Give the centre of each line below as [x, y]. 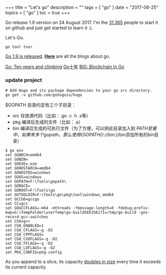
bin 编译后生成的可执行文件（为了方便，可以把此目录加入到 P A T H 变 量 [85, 128]
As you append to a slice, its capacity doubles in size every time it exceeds [83, 262]
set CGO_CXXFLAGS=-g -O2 [31, 239]
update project [24, 80]
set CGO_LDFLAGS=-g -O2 [30, 248]
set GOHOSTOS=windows [28, 173]
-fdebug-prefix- [133, 208]
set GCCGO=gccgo [22, 199]
